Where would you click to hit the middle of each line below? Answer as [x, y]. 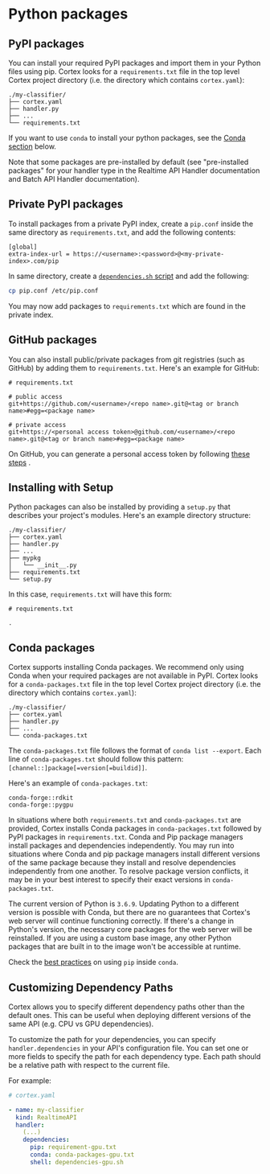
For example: [30, 1080]
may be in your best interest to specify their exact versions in [109, 880]
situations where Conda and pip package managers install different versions [134, 854]
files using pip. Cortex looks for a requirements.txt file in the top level [124, 72]
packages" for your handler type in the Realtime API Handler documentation [134, 170]
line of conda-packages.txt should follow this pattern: [96, 759]
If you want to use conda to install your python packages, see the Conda [127, 138]
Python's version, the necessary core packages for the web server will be [131, 930]
